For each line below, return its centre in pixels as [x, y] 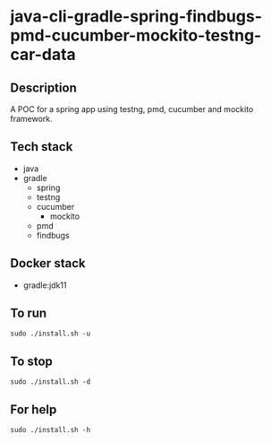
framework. [31, 119]
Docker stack [48, 263]
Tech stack [42, 147]
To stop [31, 361]
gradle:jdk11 [45, 285]
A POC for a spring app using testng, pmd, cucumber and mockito [132, 109]
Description [43, 87]
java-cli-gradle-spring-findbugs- [136, 17]
